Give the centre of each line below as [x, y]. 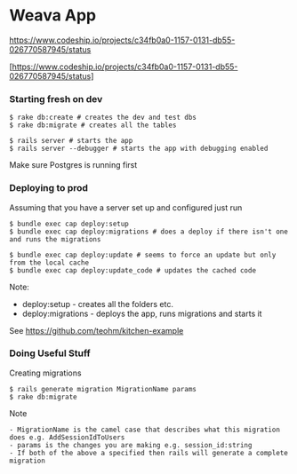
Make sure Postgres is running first [73, 165]
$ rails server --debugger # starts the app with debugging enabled [139, 149]
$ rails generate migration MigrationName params [103, 389]
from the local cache [49, 263]
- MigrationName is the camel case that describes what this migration [144, 430]
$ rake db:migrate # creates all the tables [93, 125]
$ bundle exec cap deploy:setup [69, 224]
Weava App [52, 16]
